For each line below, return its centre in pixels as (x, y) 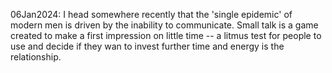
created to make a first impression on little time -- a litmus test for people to (166, 35)
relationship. (36, 57)
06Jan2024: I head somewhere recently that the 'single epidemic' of (151, 14)
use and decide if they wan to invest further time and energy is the (147, 46)
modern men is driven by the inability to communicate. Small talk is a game (164, 25)
